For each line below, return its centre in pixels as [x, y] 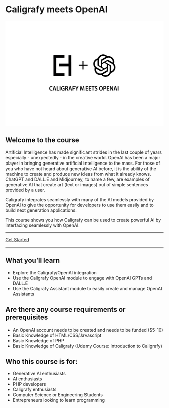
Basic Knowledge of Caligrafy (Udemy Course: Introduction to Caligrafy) [87, 346]
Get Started [17, 239]
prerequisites [27, 318]
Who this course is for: [41, 361]
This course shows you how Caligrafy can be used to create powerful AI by [83, 220]
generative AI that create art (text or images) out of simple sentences [77, 184]
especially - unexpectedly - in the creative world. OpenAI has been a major [83, 157]
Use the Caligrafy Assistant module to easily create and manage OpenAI [87, 288]
